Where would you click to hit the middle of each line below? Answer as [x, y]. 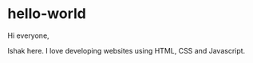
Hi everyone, [28, 35]
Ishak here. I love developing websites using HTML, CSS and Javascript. [126, 50]
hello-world [47, 14]
